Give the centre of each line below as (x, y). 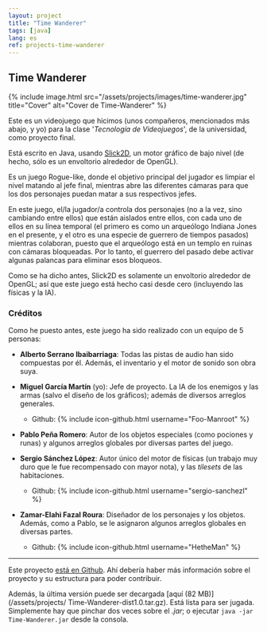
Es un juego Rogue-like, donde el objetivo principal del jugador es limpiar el (132, 177)
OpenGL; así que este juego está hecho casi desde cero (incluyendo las (126, 284)
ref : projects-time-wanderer (56, 45)
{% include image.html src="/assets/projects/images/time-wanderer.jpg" (128, 96)
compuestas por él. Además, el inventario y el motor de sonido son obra (137, 363)
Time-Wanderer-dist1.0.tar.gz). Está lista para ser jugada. (161, 603)
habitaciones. (42, 476)
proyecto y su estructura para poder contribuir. (85, 579)
